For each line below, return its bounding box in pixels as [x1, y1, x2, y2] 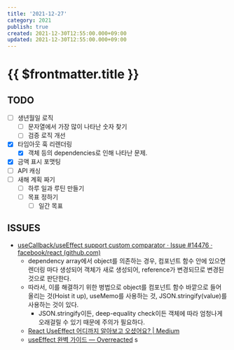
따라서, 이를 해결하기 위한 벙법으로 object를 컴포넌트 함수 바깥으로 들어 [27, 283, 222, 291]
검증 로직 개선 [27, 131, 66, 140]
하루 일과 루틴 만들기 [27, 183, 85, 192]
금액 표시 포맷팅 [17, 157, 61, 166]
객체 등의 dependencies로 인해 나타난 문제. [27, 148, 148, 157]
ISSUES [7, 222, 41, 234]
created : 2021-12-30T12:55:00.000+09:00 [7, 29, 128, 37]
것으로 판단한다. [27, 274, 71, 282]
